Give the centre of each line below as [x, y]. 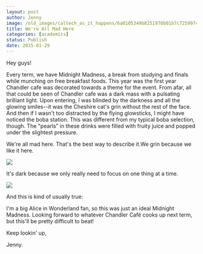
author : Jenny [24, 18]
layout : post [23, 12]
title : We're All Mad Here [40, 29]
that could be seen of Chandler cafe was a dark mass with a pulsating [93, 94]
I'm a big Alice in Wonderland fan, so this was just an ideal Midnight [90, 208]
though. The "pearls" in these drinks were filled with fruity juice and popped [101, 126]
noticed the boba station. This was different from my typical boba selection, [101, 119]
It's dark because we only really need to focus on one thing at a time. [92, 174]
